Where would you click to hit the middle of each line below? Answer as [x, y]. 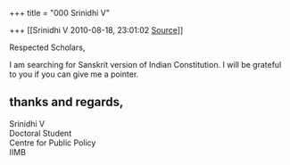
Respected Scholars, [47, 47]
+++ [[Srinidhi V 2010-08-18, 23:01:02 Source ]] [96, 30]
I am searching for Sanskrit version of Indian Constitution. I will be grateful [145, 65]
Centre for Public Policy [53, 143]
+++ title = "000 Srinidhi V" [59, 13]
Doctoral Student [41, 133]
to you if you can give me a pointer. [74, 74]
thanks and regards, [66, 102]
